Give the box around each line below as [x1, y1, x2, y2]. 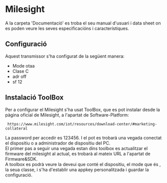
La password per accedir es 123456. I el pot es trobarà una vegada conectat [5, 134, 162, 140]
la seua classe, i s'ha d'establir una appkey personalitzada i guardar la [5, 166, 149, 172]
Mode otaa [12, 62, 35, 68]
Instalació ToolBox [5, 93, 64, 102]
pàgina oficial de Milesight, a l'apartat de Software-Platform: [5, 111, 129, 118]
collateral [5, 126, 28, 131]
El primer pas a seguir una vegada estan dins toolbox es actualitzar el [5, 145, 148, 151]
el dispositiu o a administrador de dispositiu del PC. [5, 140, 111, 146]
